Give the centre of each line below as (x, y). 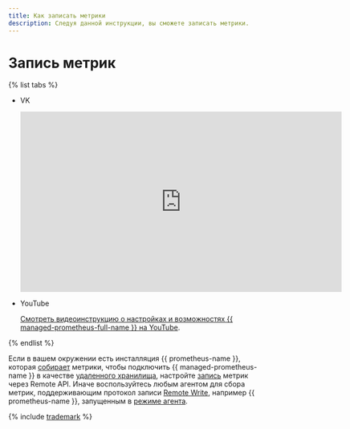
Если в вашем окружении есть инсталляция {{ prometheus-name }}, (124, 358)
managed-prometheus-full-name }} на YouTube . (100, 328)
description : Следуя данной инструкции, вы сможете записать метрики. (129, 23)
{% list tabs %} (33, 85)
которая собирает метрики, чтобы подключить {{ (93, 367)
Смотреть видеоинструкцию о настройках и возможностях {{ (126, 319)
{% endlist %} (31, 343)
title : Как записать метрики (57, 16)
